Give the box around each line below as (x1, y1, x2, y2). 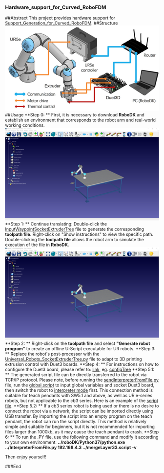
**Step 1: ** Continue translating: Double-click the (5, 221, 107, 227)
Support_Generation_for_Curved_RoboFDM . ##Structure (5, 20, 118, 26)
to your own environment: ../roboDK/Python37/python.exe (5, 439, 125, 445)
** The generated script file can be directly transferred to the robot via (5, 372, 147, 378)
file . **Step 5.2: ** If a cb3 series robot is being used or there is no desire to (5, 403, 159, 409)
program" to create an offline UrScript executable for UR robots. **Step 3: (5, 346, 156, 352)
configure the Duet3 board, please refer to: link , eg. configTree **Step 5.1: (5, 366, 155, 373)
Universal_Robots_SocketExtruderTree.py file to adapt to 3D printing (5, 356, 143, 362)
